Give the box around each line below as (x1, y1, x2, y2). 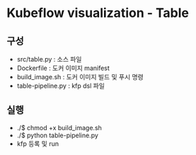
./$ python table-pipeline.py (16, 131, 98, 139)
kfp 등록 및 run (16, 139, 59, 148)
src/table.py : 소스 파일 (16, 55, 82, 63)
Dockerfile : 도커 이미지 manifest (16, 64, 110, 72)
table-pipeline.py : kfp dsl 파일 (16, 81, 105, 90)
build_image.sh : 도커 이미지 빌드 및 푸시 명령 (16, 73, 144, 81)
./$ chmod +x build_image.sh (16, 123, 102, 132)
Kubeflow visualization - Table (6, 5, 189, 21)
